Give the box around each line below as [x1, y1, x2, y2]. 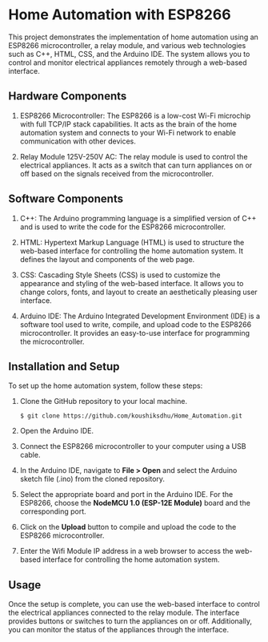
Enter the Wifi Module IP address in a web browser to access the [19, 547, 234, 556]
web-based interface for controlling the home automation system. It [19, 246, 244, 256]
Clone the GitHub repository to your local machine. [19, 397, 188, 406]
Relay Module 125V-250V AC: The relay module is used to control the [19, 151, 248, 161]
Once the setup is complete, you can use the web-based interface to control [8, 600, 260, 609]
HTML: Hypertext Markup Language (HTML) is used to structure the [19, 237, 245, 247]
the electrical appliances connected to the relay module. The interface [8, 608, 240, 618]
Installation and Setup [8, 359, 120, 373]
